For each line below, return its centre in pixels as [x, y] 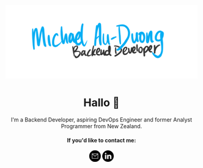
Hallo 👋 [102, 103]
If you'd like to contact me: [102, 140]
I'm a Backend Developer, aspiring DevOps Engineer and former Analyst [102, 120]
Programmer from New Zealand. [102, 126]
